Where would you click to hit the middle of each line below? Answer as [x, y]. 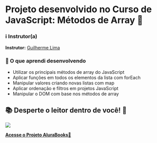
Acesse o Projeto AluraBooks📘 [38, 135]
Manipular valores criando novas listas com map [63, 83]
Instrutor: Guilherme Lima [33, 48]
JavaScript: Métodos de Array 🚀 [74, 20]
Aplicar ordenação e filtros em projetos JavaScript [66, 88]
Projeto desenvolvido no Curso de [78, 9]
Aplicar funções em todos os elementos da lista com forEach [77, 77]
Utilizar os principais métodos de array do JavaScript [69, 72]
